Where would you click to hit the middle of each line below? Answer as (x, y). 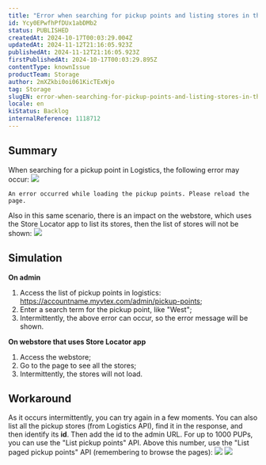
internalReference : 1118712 (55, 119)
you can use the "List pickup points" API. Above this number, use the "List (129, 443)
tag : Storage (30, 89)
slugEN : (21, 97)
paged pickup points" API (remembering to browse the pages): (111, 452)
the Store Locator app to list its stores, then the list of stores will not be (123, 223)
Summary (33, 151)
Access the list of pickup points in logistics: (90, 292)
